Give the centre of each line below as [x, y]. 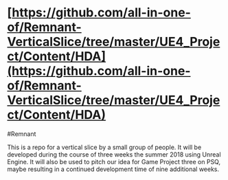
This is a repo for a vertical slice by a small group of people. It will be [104, 147]
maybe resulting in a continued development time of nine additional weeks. [113, 169]
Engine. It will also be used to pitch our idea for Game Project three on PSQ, [114, 161]
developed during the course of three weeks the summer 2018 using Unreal [114, 154]
